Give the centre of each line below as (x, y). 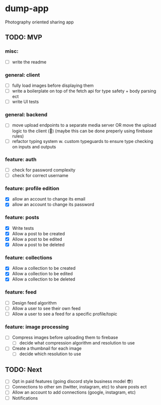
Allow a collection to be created (44, 268)
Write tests (23, 228)
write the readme (29, 62)
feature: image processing (37, 326)
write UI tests (25, 102)
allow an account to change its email (49, 199)
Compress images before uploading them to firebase (65, 338)
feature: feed (21, 292)
